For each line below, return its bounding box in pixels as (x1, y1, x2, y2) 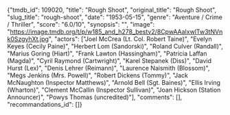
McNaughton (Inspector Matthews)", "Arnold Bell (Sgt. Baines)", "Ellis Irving (7, 79, 221, 86)
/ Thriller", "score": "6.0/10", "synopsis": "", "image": (7, 21, 155, 28)
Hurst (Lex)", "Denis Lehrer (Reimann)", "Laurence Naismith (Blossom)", (7, 64, 210, 72)
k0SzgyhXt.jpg (7, 35, 49, 43)
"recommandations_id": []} (7, 101, 82, 108)
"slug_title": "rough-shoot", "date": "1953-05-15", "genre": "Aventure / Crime (7, 13, 223, 21)
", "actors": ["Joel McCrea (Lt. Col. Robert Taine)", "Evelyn (48, 35, 212, 43)
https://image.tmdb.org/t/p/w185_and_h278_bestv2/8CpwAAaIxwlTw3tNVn (10, 27, 223, 36)
